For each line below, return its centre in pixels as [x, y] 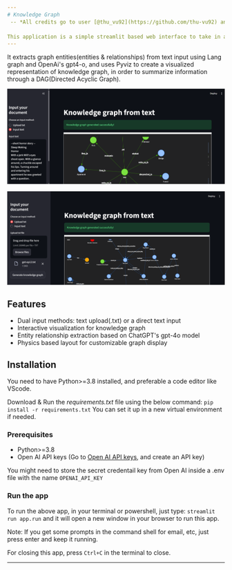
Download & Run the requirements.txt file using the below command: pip [110, 402]
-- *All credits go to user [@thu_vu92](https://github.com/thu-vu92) [114, 22]
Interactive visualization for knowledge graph [81, 328]
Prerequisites [30, 435]
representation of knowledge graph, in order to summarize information [107, 72]
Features [27, 304]
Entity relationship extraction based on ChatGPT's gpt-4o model [108, 335]
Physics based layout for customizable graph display [92, 343]
